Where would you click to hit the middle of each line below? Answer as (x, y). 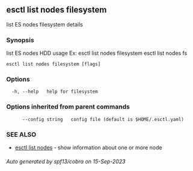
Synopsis (20, 40)
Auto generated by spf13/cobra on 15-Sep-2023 (66, 161)
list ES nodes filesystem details (44, 24)
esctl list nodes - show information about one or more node (88, 148)
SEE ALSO (21, 134)
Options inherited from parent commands (68, 107)
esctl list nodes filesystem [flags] (54, 64)
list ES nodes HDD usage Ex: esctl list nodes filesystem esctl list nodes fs (97, 53)
